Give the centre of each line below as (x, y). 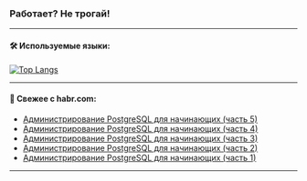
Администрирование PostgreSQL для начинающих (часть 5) (140, 119)
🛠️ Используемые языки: (60, 45)
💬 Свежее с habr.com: (53, 99)
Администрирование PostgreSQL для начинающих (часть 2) (140, 147)
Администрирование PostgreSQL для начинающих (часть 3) (140, 138)
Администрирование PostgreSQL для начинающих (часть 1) (139, 157)
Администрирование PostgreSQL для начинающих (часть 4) (140, 128)
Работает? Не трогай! (60, 14)
